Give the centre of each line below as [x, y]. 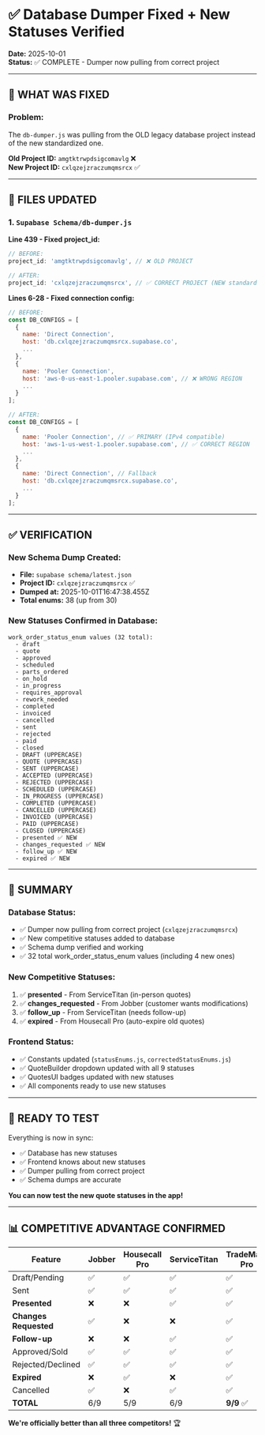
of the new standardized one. [56, 143]
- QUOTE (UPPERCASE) [49, 761]
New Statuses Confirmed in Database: [83, 621]
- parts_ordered [42, 672]
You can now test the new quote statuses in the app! [96, 1195]
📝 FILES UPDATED [52, 200]
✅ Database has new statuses [68, 1153]
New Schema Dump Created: [65, 557]
